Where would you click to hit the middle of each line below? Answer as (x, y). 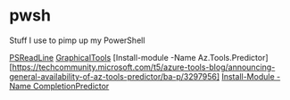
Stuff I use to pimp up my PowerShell (77, 40)
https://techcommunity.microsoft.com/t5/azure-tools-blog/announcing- (144, 67)
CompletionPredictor (71, 86)
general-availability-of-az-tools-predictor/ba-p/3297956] (115, 76)
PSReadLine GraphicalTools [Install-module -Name (103, 57)
